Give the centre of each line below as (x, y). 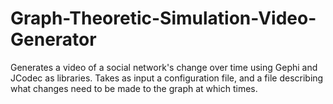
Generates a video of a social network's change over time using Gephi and (164, 67)
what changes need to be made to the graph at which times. (134, 88)
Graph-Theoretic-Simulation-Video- (163, 18)
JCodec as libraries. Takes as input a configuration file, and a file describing (167, 78)
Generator (53, 39)
